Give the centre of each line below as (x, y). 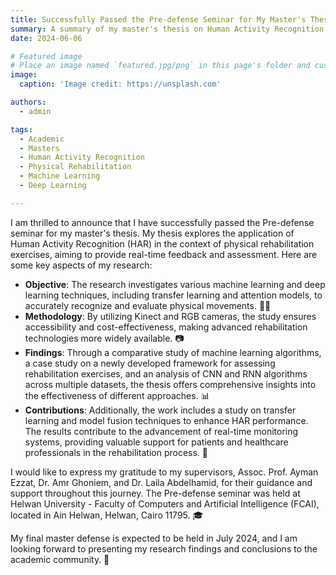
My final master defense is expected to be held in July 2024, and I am (154, 538)
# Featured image (46, 56)
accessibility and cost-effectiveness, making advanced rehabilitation (166, 327)
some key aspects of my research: (81, 265)
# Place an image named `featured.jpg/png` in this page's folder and (160, 66)
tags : (21, 129)
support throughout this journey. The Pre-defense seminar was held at (155, 493)
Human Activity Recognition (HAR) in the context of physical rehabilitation (162, 243)
